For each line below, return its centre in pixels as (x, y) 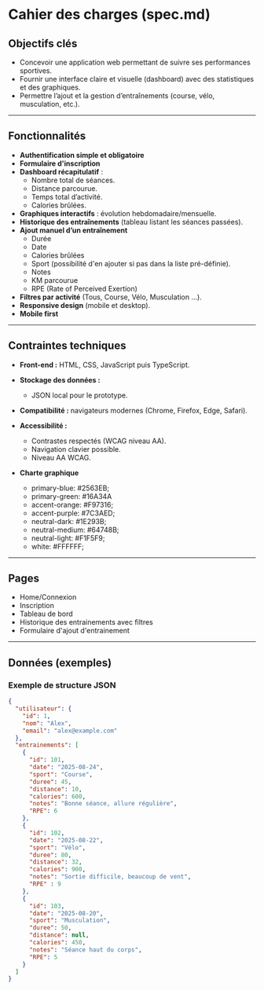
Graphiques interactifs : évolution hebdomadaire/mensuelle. (118, 213)
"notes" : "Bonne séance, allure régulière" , (103, 804)
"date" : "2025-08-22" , (66, 840)
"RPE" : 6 (43, 811)
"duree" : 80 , (50, 855)
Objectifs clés (43, 44)
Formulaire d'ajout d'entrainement (74, 631)
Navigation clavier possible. (76, 449)
